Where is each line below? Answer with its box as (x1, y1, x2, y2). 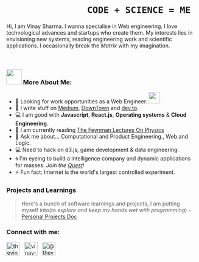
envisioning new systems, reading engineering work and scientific (6, 35, 172, 43)
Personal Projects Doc (21, 213, 77, 220)
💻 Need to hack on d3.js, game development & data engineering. (15, 146, 180, 154)
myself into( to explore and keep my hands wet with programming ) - (21, 206, 192, 213)
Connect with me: (6, 228, 60, 236)
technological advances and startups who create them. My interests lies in (6, 29, 193, 36)
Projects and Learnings (6, 186, 77, 195)
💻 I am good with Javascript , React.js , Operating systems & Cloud (15, 111, 187, 119)
